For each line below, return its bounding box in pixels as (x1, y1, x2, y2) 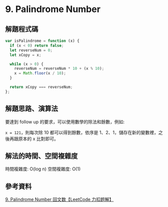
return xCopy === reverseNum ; (10, 84, 73, 89)
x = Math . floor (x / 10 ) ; (14, 71, 66, 76)
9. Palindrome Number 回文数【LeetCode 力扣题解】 (5, 196, 114, 202)
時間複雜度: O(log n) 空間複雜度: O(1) (5, 166, 81, 172)
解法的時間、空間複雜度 (5, 152, 78, 160)
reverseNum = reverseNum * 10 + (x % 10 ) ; (14, 66, 104, 71)
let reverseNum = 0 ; (10, 48, 53, 53)
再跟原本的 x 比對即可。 (9, 136, 59, 142)
